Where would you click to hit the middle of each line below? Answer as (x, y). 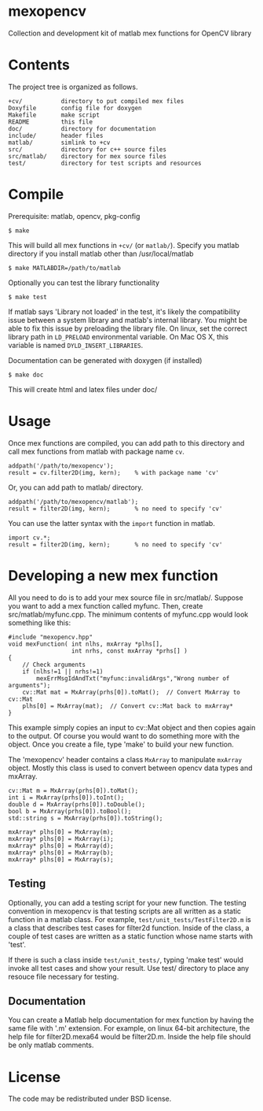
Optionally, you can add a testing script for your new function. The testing (128, 902)
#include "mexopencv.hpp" (50, 637)
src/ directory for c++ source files (88, 149)
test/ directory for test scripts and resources (105, 163)
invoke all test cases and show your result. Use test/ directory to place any (129, 968)
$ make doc (26, 375)
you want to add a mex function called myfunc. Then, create (106, 605)
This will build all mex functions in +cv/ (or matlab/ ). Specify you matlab (124, 245)
